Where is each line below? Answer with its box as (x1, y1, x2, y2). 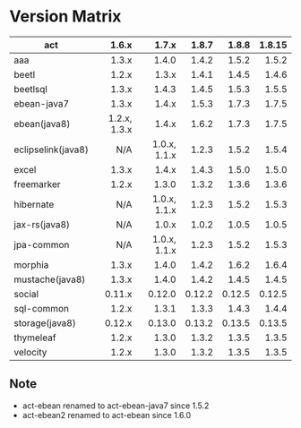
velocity (13, 346, 47, 358)
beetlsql (13, 82, 47, 95)
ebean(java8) (13, 117, 71, 130)
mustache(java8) (13, 273, 86, 286)
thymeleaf (13, 331, 56, 344)
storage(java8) (13, 316, 76, 329)
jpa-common (13, 238, 70, 251)
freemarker (13, 177, 61, 190)
